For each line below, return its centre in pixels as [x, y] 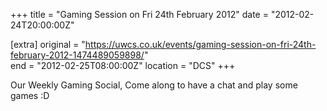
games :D [30, 95]
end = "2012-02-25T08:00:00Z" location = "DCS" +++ [123, 65]
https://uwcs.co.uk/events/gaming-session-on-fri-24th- [200, 44]
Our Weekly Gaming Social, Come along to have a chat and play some [154, 85]
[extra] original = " [48, 44]
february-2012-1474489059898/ [77, 55]
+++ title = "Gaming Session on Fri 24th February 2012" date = [139, 14]
